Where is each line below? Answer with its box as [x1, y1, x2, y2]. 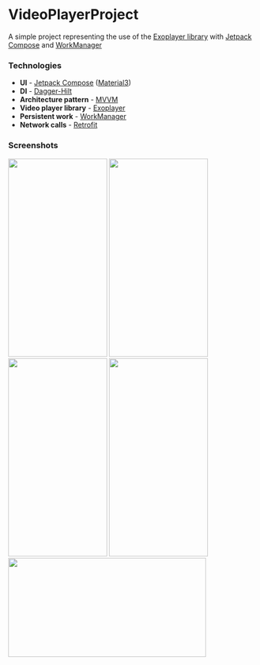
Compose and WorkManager [8, 40, 103, 49]
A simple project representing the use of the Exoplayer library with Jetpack [8, 32, 252, 41]
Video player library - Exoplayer [19, 103, 126, 113]
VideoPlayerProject [8, 6, 139, 24]
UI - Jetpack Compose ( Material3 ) [19, 78, 132, 88]
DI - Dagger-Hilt [19, 86, 73, 96]
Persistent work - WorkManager [19, 112, 126, 121]
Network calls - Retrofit [19, 120, 98, 130]
